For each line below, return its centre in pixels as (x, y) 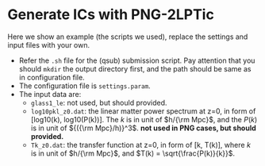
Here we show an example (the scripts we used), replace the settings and (128, 37)
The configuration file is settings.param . (85, 86)
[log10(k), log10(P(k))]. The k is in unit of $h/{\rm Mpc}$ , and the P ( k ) (144, 119)
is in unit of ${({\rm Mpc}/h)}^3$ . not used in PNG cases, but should (144, 128)
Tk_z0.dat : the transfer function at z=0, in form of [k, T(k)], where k (141, 145)
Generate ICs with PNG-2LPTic (111, 15)
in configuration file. (52, 77)
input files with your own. (49, 44)
